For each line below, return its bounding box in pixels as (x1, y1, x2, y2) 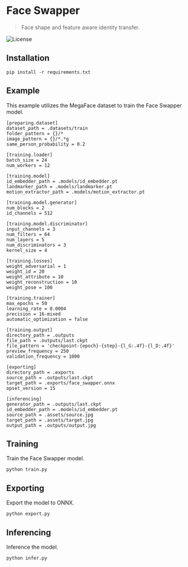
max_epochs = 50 (6, 300, 47, 306)
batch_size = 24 (6, 157, 47, 163)
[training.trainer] (6, 295, 56, 301)
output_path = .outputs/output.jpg (6, 422, 96, 428)
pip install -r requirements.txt (6, 69, 91, 75)
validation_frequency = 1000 (6, 353, 80, 360)
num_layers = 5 (6, 237, 45, 243)
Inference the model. (6, 543, 59, 551)
